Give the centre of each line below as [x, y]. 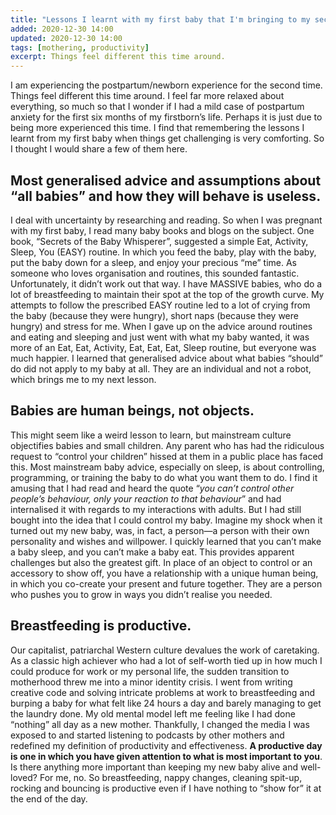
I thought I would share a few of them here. [99, 149]
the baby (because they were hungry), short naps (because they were [154, 315]
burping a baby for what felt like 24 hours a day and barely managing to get [166, 703]
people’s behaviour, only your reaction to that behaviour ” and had [146, 498]
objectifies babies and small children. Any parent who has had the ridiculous [167, 445]
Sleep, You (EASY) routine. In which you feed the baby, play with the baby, [163, 252]
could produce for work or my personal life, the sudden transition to [150, 671]
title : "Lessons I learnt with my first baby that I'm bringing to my [160, 19]
